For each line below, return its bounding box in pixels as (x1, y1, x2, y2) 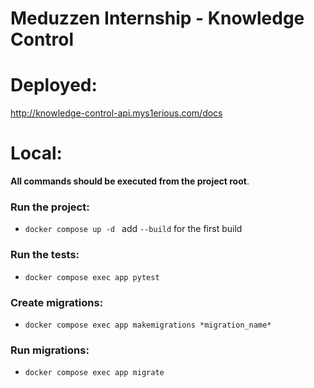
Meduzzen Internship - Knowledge (10, 7, 305, 30)
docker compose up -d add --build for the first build (24, 223, 243, 235)
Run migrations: (10, 343, 90, 357)
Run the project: (10, 200, 90, 214)
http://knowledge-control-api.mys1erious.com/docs (10, 107, 223, 119)
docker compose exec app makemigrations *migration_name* (24, 320, 272, 330)
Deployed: (10, 74, 98, 97)
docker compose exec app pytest (24, 272, 160, 282)
